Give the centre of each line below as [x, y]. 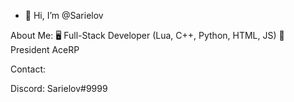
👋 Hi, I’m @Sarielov [64, 15]
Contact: [28, 69]
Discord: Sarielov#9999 [59, 88]
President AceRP [45, 49]
